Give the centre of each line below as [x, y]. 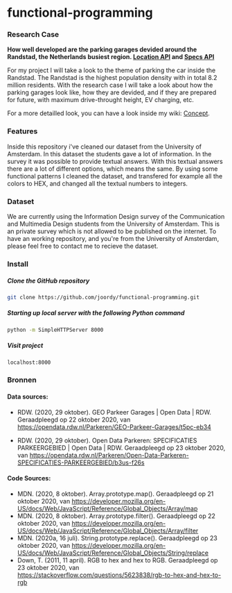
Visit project [25, 346]
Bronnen [22, 380]
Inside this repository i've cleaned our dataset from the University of [105, 147]
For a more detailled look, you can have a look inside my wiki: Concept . [108, 113]
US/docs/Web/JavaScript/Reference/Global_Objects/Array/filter [108, 531]
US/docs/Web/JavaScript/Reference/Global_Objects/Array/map [107, 508]
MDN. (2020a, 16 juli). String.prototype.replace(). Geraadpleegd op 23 [117, 538]
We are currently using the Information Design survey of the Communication [116, 217]
